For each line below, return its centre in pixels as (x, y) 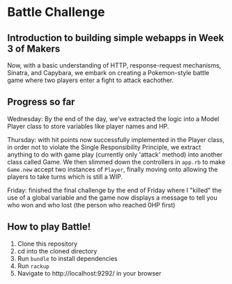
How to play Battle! (49, 227)
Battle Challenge (56, 12)
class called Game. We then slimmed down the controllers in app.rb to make (116, 161)
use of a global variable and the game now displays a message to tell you (113, 197)
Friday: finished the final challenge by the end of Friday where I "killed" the (114, 190)
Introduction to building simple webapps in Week (116, 38)
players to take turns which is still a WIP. (65, 176)
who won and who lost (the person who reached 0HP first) (91, 205)
